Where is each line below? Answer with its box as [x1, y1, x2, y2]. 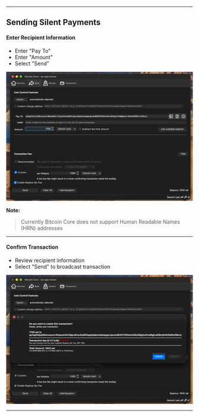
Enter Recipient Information [6, 34, 76, 41]
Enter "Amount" [14, 53, 53, 61]
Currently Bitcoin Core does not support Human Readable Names [20, 218, 181, 225]
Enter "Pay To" [14, 47, 51, 54]
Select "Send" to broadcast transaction [14, 263, 111, 270]
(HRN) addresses [20, 224, 63, 231]
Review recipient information [14, 256, 85, 264]
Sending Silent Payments [6, 17, 101, 27]
